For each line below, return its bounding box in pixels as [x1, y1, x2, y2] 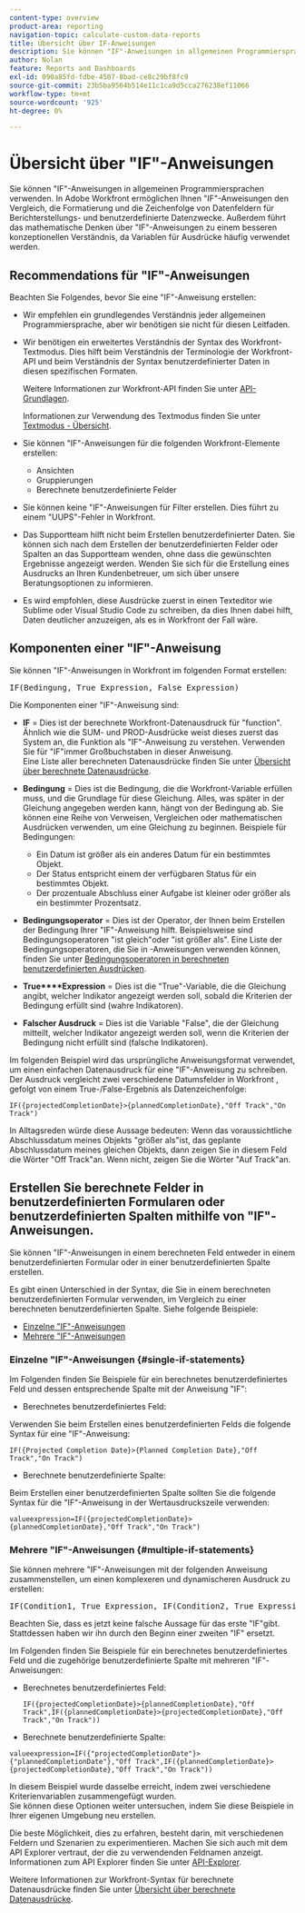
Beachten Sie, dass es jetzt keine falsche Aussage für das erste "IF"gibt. [9, 1619, 280, 1629]
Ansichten [35, 465, 74, 475]
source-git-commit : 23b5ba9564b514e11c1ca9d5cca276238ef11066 [9, 81, 250, 90]
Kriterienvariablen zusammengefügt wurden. [9, 1791, 177, 1802]
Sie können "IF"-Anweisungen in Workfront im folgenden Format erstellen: [9, 664, 288, 675]
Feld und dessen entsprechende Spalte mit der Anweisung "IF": [9, 1383, 248, 1394]
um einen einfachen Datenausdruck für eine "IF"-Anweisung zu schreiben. [9, 1064, 289, 1075]
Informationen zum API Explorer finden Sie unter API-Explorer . [9, 1857, 242, 1868]
